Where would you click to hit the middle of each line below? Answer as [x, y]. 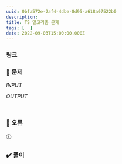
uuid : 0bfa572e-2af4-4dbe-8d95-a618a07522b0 [61, 11]
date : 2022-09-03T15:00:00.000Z [45, 33]
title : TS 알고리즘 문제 [33, 22]
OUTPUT [17, 97]
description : [22, 17]
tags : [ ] [19, 28]
